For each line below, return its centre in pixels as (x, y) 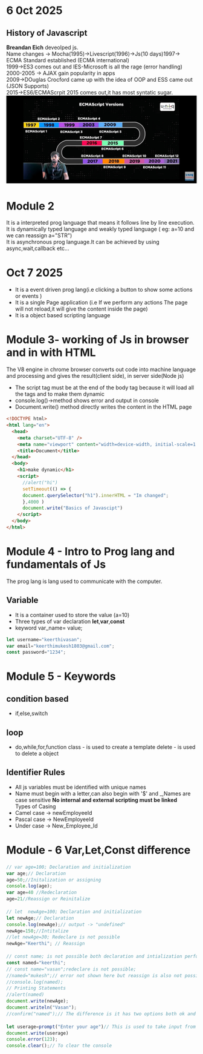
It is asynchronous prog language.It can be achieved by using (83, 242)
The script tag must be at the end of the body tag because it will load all (105, 387)
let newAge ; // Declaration (40, 918)
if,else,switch (31, 713)
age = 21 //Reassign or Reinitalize (48, 899)
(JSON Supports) (28, 86)
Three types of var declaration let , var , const (70, 621)
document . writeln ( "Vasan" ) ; (42, 1008)
